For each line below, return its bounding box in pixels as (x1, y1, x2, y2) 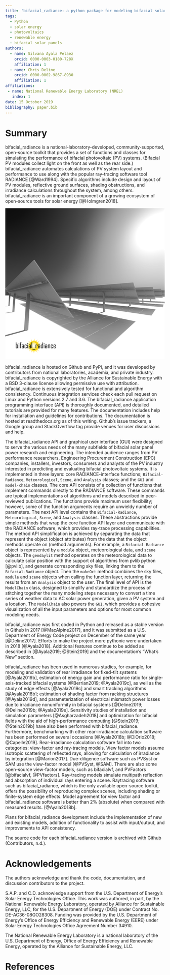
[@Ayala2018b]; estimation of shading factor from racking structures (5, 691, 148, 697)
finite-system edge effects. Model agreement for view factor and (5, 793, 141, 800)
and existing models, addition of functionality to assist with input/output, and (5, 819, 165, 826)
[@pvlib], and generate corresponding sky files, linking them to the (5, 563, 145, 569)
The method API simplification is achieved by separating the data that (5, 530, 150, 537)
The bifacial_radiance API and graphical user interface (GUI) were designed (5, 439, 163, 445)
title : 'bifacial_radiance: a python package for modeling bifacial (5, 8, 153, 13)
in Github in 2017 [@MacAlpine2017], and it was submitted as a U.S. (5, 627, 146, 633)
